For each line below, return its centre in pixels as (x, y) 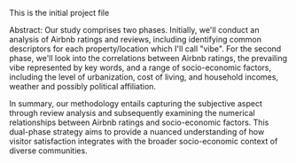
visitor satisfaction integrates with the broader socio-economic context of (144, 141)
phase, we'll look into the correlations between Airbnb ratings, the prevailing (148, 58)
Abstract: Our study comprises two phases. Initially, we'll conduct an (134, 30)
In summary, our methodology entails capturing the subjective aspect (136, 104)
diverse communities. (48, 151)
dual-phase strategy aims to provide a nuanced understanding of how (137, 132)
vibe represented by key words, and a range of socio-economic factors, (140, 67)
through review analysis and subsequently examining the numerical (132, 113)
